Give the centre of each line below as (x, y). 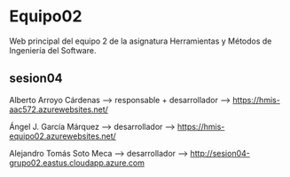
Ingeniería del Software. (53, 50)
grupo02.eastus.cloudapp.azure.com (77, 163)
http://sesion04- (220, 153)
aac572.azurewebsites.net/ (59, 109)
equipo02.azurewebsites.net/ (63, 136)
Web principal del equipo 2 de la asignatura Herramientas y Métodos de (141, 41)
